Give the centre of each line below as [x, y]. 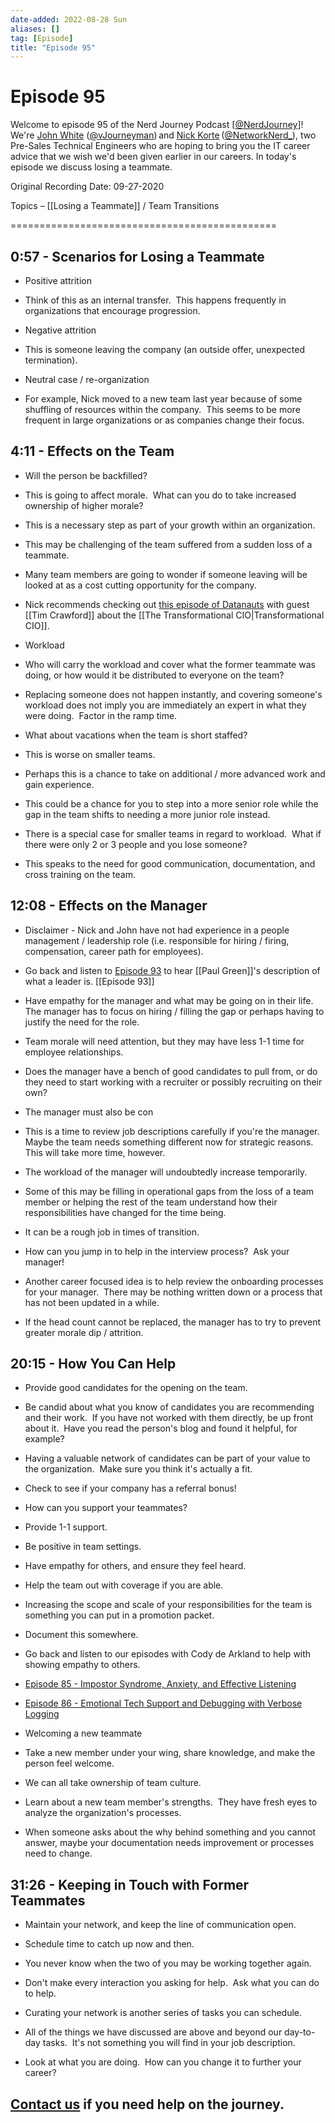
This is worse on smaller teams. [90, 754]
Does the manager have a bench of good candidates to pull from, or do [171, 1071]
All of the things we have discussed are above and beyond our [153, 2032]
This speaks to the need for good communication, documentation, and [170, 863]
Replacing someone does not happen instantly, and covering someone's [173, 694]
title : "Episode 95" [53, 47]
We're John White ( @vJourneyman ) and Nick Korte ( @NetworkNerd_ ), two [163, 135]
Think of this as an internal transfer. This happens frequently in [155, 300]
